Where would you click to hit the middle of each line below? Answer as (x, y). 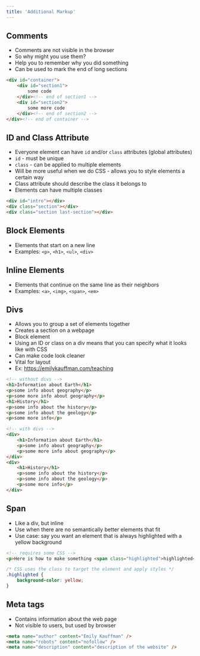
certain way (29, 177)
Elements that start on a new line (55, 245)
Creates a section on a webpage (54, 330)
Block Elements (35, 231)
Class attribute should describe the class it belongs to (81, 184)
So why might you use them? (50, 57)
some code (40, 91)
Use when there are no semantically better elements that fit (87, 529)
